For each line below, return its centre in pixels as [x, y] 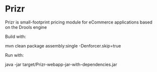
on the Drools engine [26, 27]
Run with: [15, 55]
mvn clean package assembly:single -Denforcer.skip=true [63, 46]
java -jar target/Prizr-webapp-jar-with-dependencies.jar [61, 64]
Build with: [16, 36]
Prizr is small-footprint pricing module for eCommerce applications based [79, 22]
